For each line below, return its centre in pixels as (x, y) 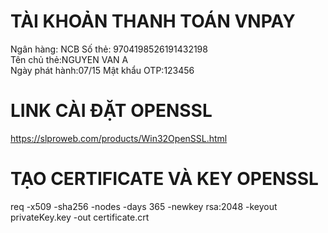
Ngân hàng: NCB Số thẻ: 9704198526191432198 (109, 49)
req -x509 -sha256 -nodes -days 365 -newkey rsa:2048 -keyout (144, 206)
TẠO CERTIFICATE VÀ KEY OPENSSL (164, 179)
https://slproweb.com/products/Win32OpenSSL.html (119, 138)
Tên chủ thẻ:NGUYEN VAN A (69, 59)
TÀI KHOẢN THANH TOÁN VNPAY (153, 21)
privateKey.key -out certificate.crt (80, 217)
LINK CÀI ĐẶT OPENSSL (111, 111)
